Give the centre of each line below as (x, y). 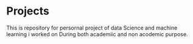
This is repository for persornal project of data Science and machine (92, 28)
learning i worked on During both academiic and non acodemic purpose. (97, 34)
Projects (28, 11)
